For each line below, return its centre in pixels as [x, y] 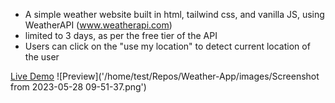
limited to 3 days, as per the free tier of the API [121, 35]
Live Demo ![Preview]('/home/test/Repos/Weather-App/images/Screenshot [165, 76]
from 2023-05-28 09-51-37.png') [78, 87]
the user [42, 57]
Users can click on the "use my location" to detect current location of [167, 46]
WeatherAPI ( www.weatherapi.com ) [98, 25]
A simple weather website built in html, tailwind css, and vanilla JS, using [174, 14]
